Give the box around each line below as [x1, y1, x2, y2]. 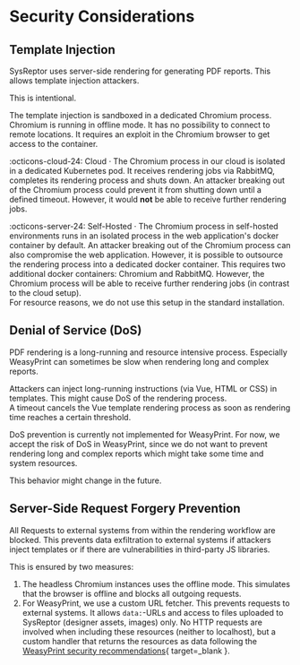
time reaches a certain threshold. [9, 411, 132, 422]
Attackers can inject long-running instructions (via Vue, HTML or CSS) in [9, 383, 278, 393]
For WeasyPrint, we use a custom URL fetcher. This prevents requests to [21, 598, 290, 609]
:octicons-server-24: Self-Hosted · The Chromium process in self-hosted [9, 221, 279, 231]
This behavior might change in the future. [9, 475, 162, 486]
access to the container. [9, 139, 99, 149]
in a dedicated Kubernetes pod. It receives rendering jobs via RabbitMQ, [9, 166, 276, 176]
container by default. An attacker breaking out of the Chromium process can [9, 240, 291, 250]
